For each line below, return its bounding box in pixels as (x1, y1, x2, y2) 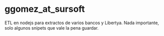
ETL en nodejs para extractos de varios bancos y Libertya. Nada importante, (4, 20, 159, 26)
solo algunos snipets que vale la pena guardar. (4, 25, 99, 31)
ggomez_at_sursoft (4, 3, 85, 15)
